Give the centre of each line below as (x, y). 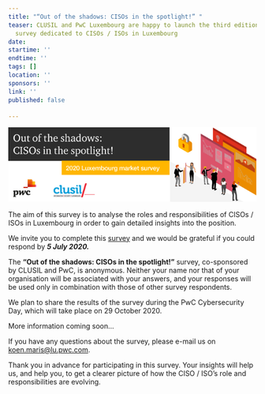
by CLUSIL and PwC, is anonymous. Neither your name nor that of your (124, 270)
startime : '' (30, 50)
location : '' (30, 75)
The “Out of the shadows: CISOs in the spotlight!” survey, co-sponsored (128, 261)
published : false (37, 100)
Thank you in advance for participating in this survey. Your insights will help (131, 365)
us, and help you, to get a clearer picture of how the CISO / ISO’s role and (127, 373)
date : (17, 42)
